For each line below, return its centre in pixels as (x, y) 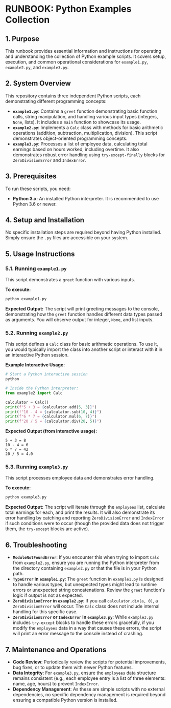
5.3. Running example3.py (37, 467)
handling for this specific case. (45, 612)
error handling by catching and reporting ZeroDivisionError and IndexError (85, 518)
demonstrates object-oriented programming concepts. (70, 138)
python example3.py (26, 497)
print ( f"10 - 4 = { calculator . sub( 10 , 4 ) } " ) (53, 412)
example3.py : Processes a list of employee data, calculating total (80, 143)
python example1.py (26, 299)
